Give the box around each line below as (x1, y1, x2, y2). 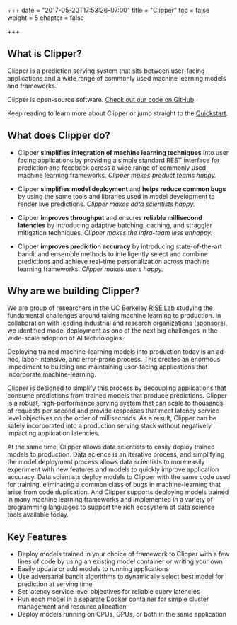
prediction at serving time (17, 580, 93, 588)
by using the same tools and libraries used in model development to (17, 192, 215, 200)
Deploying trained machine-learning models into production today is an (7, 348, 215, 356)
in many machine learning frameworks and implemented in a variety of (7, 495, 214, 504)
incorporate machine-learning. (7, 370, 97, 379)
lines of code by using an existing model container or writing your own (17, 557, 223, 566)
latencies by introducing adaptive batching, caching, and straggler (17, 221, 213, 229)
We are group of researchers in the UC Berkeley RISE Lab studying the (7, 304, 214, 312)
